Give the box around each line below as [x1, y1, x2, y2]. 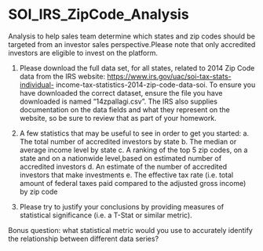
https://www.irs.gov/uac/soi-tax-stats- [107, 71, 232, 81]
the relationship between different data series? [8, 234, 159, 243]
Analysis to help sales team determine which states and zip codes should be [8, 31, 256, 41]
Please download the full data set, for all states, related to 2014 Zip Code [19, 63, 255, 72]
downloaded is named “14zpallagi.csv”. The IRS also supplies [19, 96, 218, 106]
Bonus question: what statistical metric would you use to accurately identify [8, 225, 253, 235]
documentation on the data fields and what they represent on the [19, 104, 230, 115]
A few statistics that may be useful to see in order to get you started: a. [19, 128, 250, 138]
